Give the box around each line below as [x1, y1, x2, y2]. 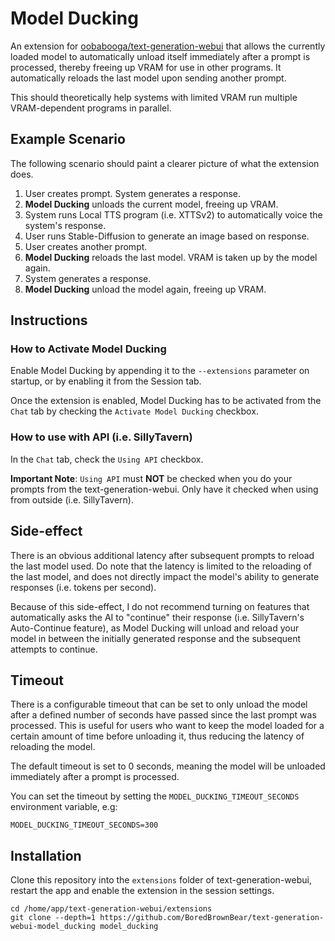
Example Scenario [10, 131, 126, 148]
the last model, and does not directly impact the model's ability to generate [10, 570, 320, 582]
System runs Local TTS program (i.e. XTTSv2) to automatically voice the [24, 208, 323, 221]
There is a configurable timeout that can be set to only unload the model [10, 698, 308, 711]
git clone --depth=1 [10, 913, 97, 923]
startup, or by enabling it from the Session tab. [10, 375, 202, 387]
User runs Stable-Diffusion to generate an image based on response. [24, 230, 310, 242]
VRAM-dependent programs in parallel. [10, 102, 172, 114]
